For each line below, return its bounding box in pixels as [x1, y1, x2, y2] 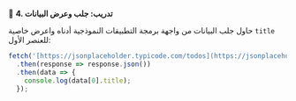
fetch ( [8, 52, 33, 61]
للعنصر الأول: [8, 35, 51, 45]
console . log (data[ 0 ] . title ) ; [24, 76, 132, 85]
